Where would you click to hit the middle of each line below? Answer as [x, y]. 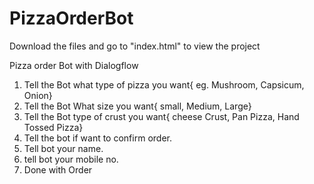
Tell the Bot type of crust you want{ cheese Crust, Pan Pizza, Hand [161, 116]
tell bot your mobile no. [71, 159]
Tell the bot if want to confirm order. [97, 138]
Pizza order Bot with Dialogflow [74, 65]
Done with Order [58, 169]
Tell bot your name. [63, 148]
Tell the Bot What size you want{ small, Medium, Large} [137, 106]
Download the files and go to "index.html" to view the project [135, 46]
